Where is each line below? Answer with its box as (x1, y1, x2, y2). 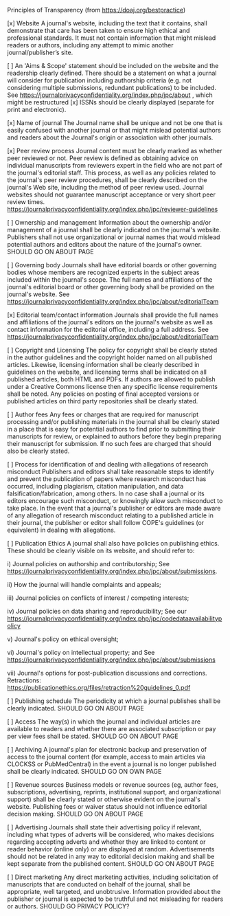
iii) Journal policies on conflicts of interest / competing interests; (7, 594, 189, 602)
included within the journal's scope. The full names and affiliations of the (7, 276, 213, 284)
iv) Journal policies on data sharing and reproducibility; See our (7, 607, 187, 615)
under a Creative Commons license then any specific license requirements (7, 383, 218, 390)
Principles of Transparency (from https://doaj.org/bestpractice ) (7, 6, 186, 14)
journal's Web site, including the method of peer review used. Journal (7, 183, 205, 191)
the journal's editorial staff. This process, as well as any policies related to (7, 168, 216, 177)
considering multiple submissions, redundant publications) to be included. (7, 84, 216, 91)
